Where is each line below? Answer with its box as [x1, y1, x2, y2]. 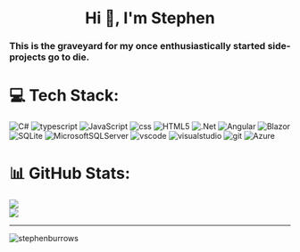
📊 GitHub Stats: [9, 164, 131, 183]
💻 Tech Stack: [9, 85, 120, 106]
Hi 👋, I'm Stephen [84, 8, 216, 28]
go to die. [47, 51, 90, 63]
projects [9, 51, 46, 63]
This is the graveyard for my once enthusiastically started [9, 40, 266, 53]
